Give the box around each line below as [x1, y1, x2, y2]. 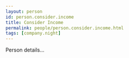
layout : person [5, 8, 43, 15]
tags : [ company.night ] [5, 30, 61, 36]
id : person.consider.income [5, 14, 74, 20]
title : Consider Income [5, 19, 64, 25]
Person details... [5, 46, 45, 53]
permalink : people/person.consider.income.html [5, 25, 124, 31]
